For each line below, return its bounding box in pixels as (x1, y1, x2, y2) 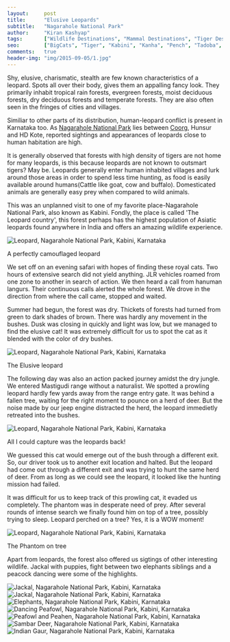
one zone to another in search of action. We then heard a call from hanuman (7, 277, 222, 286)
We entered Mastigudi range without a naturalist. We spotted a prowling (7, 382, 210, 390)
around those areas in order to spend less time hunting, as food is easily (7, 173, 211, 181)
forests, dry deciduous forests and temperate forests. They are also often (7, 95, 214, 104)
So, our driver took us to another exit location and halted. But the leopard (7, 458, 213, 466)
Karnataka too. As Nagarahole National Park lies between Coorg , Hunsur (7, 123, 212, 131)
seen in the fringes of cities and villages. (7, 102, 121, 111)
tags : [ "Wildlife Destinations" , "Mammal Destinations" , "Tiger (7, 36, 213, 43)
